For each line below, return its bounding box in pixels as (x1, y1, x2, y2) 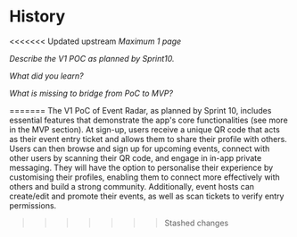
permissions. (9, 199, 57, 211)
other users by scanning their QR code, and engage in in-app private (9, 152, 262, 163)
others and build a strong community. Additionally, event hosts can (9, 181, 255, 191)
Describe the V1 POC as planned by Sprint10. (9, 53, 176, 63)
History (9, 6, 66, 27)
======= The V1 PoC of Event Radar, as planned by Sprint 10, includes (9, 105, 272, 115)
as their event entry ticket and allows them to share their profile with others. (9, 133, 287, 144)
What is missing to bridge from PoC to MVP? (9, 88, 174, 98)
